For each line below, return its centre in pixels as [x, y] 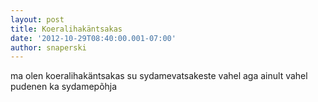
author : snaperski [48, 47]
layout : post [37, 19]
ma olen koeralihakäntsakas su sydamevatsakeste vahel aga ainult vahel [159, 76]
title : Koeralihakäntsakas [66, 29]
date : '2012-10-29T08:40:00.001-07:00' [93, 38]
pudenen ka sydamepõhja [64, 87]
